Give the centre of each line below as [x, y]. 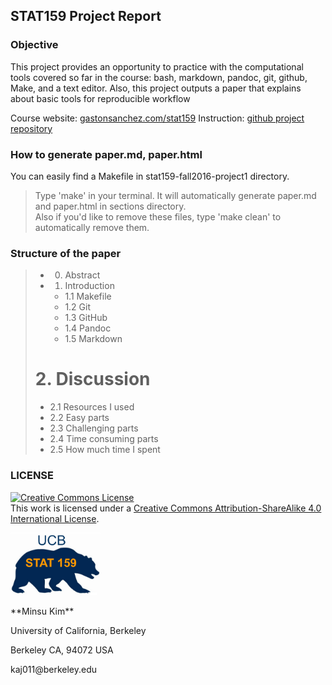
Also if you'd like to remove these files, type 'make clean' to [158, 216]
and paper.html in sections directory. [110, 206]
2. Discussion [92, 379]
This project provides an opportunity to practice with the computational [157, 66]
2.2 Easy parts [79, 418]
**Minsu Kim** [42, 611]
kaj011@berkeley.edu [54, 669]
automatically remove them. [92, 227]
